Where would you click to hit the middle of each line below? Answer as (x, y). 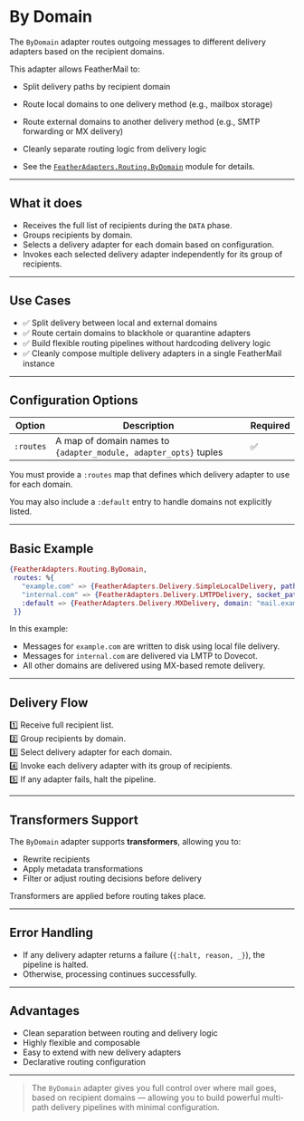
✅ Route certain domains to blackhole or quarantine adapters (137, 333)
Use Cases (40, 301)
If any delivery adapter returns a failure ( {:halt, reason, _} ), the (143, 954)
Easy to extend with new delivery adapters (102, 1052)
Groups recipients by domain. (77, 235)
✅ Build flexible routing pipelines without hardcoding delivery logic (147, 343)
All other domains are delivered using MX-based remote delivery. (143, 666)
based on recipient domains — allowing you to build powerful (146, 1097)
